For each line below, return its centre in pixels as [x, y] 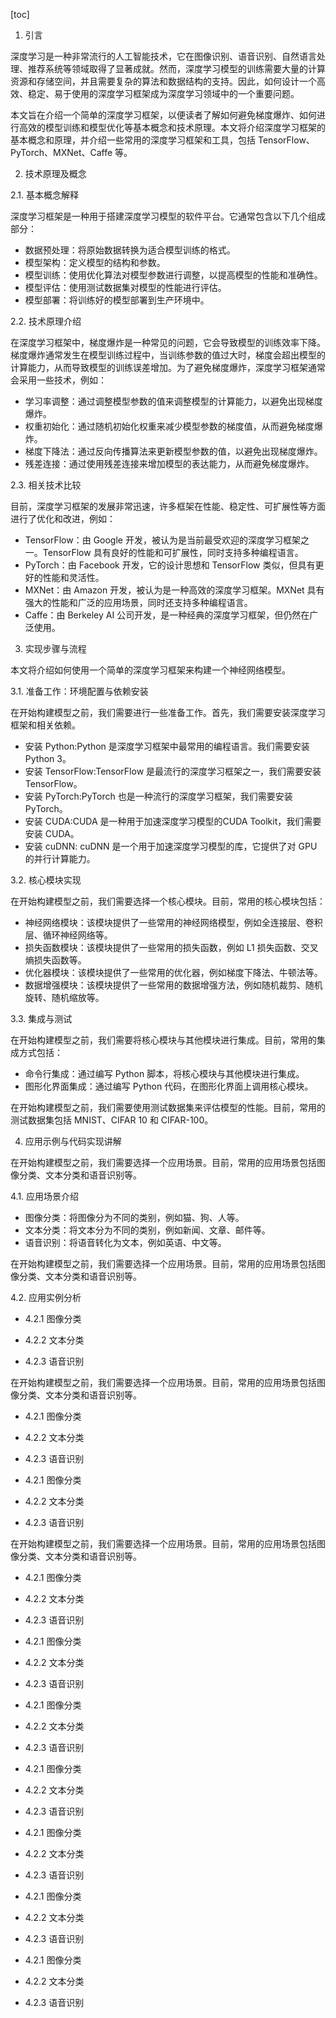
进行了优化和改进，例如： [63, 518]
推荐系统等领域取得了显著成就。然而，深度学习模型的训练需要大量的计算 [176, 68]
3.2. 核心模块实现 [46, 880]
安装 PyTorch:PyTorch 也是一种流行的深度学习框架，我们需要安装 [158, 796]
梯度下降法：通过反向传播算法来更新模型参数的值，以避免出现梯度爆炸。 [173, 451]
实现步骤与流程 [55, 648]
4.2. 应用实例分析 [46, 1297]
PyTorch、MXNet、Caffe [61, 152]
